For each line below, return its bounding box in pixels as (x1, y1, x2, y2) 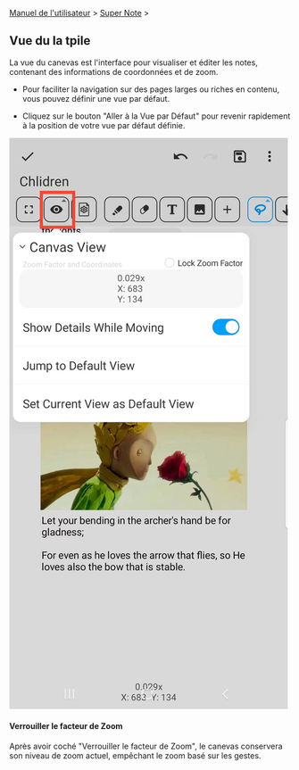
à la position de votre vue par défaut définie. (21, 120, 186, 130)
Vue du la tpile (9, 33, 91, 48)
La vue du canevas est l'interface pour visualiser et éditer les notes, (9, 57, 259, 68)
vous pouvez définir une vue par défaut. (21, 93, 170, 103)
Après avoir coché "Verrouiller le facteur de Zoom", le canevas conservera (9, 741, 283, 752)
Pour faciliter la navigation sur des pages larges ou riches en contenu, (21, 84, 280, 95)
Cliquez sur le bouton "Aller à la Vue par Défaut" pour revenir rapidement (21, 111, 291, 121)
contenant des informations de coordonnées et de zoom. (9, 66, 219, 77)
